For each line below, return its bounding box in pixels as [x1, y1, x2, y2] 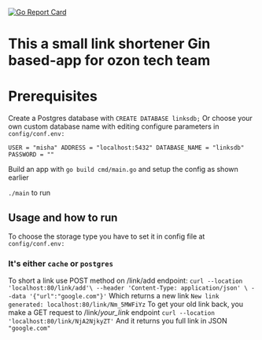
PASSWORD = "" [8, 151, 55, 159]
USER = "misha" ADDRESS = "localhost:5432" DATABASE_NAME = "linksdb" [8, 144, 245, 152]
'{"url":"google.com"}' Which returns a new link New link [28, 291, 220, 301]
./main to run [8, 188, 51, 198]
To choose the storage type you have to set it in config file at [8, 232, 205, 241]
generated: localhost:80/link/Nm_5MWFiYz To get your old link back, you [8, 299, 244, 309]
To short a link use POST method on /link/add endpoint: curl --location [8, 276, 243, 286]
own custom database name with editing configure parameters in [8, 122, 220, 131]
